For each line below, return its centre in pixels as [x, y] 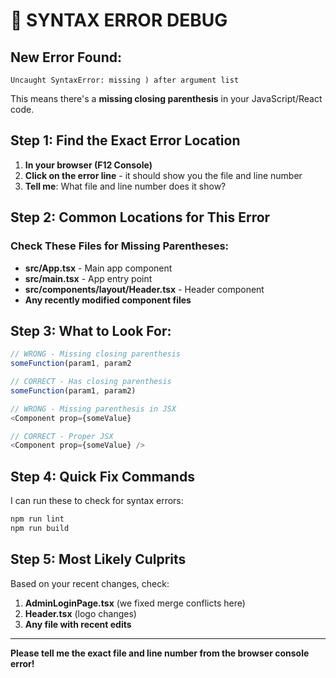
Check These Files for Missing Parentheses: [120, 246]
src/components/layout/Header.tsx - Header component [144, 289]
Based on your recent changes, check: [90, 583]
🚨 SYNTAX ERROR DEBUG [119, 20]
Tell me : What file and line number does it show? [125, 186]
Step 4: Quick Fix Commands [102, 476]
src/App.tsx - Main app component [98, 268]
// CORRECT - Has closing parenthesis [91, 382]
